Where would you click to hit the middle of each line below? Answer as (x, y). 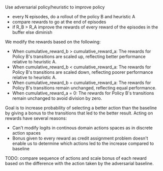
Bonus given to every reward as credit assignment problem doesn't (80, 138)
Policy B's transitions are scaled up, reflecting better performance (79, 57)
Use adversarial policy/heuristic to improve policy (55, 7)
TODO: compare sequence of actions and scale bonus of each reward (76, 158)
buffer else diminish (32, 32)
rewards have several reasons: (36, 118)
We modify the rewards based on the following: (53, 42)
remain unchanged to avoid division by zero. (57, 98)
